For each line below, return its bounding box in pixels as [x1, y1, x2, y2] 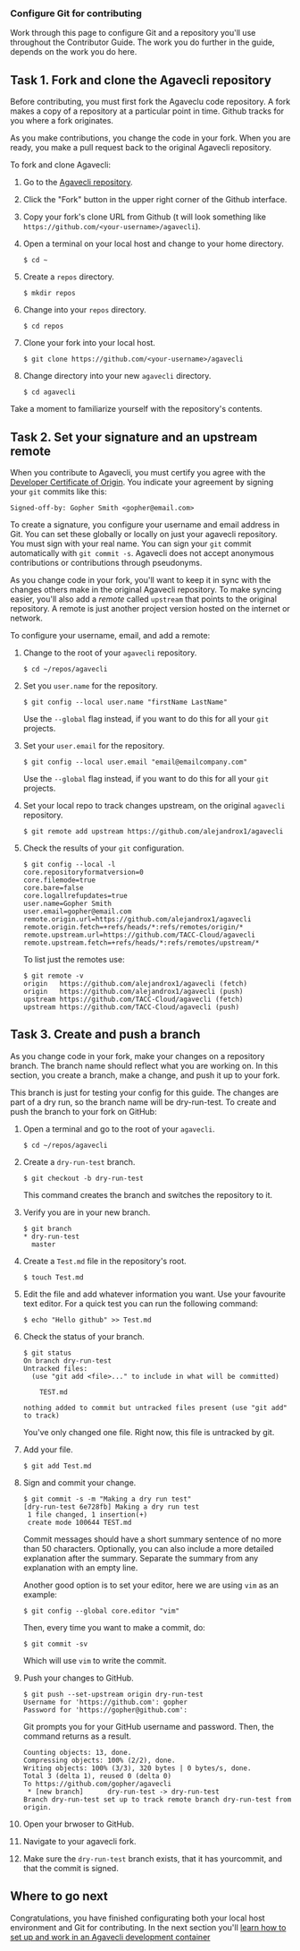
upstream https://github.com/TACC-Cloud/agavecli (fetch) [22, 995, 244, 1004]
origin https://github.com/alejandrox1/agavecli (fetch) [22, 979, 248, 988]
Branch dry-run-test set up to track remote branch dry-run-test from [22, 1794, 292, 1804]
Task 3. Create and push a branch [10, 1027, 201, 1042]
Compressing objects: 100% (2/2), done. [22, 1756, 176, 1765]
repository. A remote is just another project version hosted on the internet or [10, 603, 291, 613]
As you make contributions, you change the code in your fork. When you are [10, 133, 291, 143]
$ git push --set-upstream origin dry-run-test [22, 1690, 204, 1699]
